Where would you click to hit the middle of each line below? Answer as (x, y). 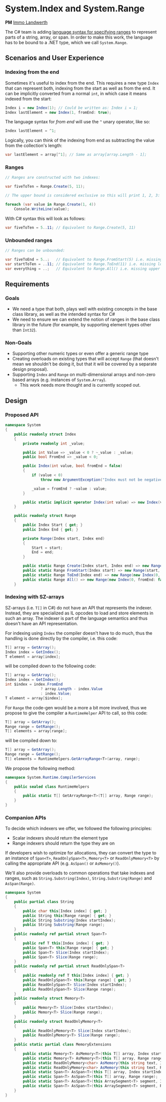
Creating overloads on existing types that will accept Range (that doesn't (85, 359)
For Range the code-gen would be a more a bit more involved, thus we (76, 707)
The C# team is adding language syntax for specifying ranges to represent (81, 32)
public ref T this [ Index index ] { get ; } (66, 943)
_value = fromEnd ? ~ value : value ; (69, 489)
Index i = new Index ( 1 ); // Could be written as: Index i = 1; (72, 108)
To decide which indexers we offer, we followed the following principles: (79, 828)
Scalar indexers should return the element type (60, 838)
